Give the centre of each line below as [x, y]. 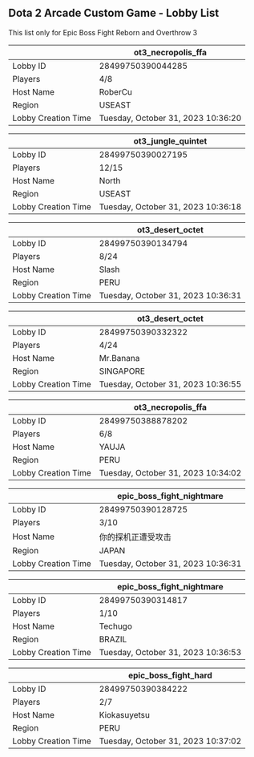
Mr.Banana [119, 358]
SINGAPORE [122, 370]
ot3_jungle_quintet [170, 141]
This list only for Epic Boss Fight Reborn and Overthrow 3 [103, 32]
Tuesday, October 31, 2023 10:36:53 [170, 652]
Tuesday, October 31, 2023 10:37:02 [170, 741]
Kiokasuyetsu [125, 714]
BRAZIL [113, 639]
